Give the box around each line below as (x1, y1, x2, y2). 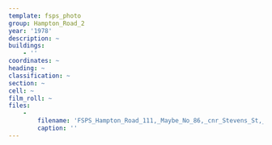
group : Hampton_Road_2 (8, 19, 85, 27)
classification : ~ (8, 72, 70, 80)
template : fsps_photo (8, 11, 82, 20)
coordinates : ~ (8, 57, 60, 65)
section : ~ (8, 79, 45, 87)
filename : (37, 117, 70, 125)
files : (8, 101, 31, 110)
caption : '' (37, 124, 79, 132)
